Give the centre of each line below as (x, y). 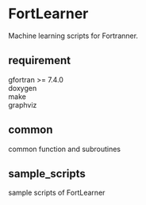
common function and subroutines (65, 149)
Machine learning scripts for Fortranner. (73, 36)
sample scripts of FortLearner (57, 193)
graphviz (23, 104)
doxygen (23, 88)
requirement (40, 61)
